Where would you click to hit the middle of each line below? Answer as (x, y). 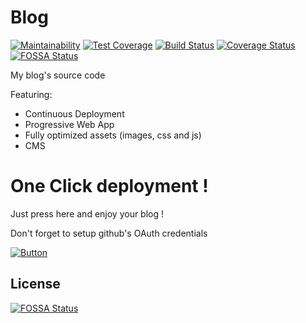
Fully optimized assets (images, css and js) (113, 135)
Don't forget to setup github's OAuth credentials (109, 233)
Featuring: (31, 94)
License (35, 284)
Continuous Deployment (74, 113)
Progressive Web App (69, 124)
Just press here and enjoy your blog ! (87, 213)
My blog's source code (58, 75)
